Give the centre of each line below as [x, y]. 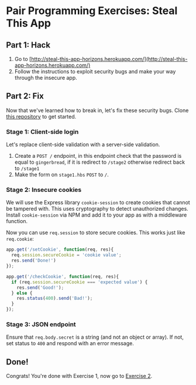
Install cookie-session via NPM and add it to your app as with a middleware [97, 215]
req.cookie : [20, 239]
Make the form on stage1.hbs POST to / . [62, 175]
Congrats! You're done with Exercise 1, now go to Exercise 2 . [79, 376]
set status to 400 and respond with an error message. [70, 343]
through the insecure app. [46, 78]
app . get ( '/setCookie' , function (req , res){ [60, 250]
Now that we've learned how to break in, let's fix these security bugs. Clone [97, 110]
